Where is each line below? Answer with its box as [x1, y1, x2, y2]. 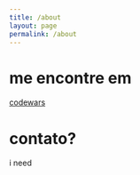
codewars [9, 97, 46, 107]
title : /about [9, 12, 62, 22]
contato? [9, 128, 77, 148]
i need [9, 157, 33, 169]
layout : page [9, 21, 58, 30]
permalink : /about [9, 29, 77, 38]
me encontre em [9, 68, 132, 88]
